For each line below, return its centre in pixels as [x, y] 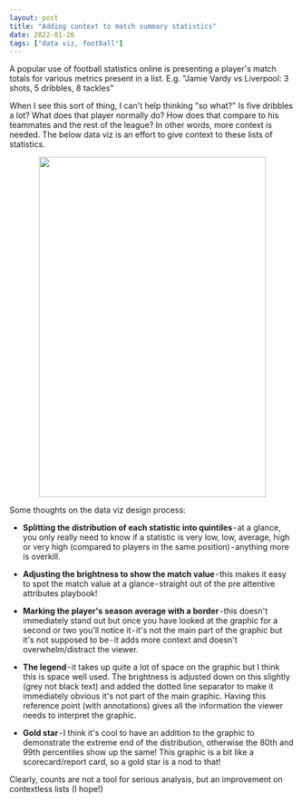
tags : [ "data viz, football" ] [67, 43]
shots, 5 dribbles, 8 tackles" [62, 88]
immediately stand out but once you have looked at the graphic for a [150, 621]
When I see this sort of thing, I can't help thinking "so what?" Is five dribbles [151, 106]
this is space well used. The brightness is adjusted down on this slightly [156, 677]
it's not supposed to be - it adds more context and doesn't [130, 640]
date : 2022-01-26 [42, 34]
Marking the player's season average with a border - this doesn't [145, 611]
